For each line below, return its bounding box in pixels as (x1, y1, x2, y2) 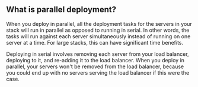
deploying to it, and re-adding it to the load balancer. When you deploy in (6, 56, 185, 63)
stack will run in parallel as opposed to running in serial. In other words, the (6, 26, 190, 34)
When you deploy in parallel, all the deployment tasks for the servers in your (6, 20, 193, 27)
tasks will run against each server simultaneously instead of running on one (6, 32, 191, 40)
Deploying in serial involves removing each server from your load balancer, (6, 50, 189, 58)
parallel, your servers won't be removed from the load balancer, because (6, 63, 184, 70)
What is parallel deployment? (6, 5, 117, 15)
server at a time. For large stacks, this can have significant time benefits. (6, 39, 184, 46)
